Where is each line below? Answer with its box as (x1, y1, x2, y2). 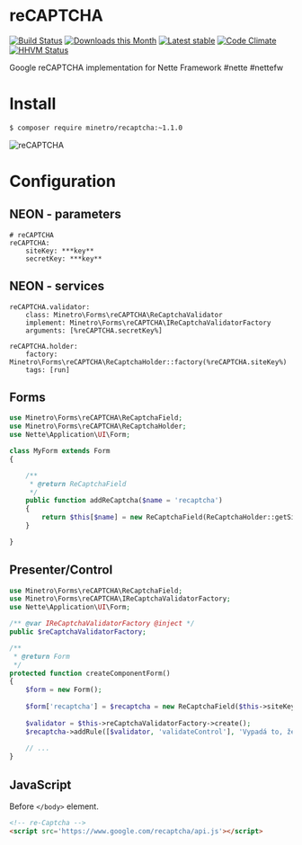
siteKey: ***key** (25, 246, 94, 255)
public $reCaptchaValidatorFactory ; (9, 627, 147, 636)
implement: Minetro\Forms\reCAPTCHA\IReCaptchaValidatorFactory (25, 318, 271, 327)
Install (9, 93, 57, 114)
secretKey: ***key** (25, 253, 102, 263)
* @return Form (13, 652, 70, 661)
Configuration (9, 171, 117, 191)
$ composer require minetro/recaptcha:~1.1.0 (9, 123, 182, 132)
